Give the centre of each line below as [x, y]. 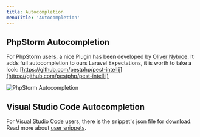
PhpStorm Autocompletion [58, 42]
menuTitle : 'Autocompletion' [43, 18]
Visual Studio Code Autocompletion [75, 107]
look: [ [14, 70]
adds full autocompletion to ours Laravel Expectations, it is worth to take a [99, 63]
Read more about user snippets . [47, 128]
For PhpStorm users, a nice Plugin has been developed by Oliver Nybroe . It [100, 57]
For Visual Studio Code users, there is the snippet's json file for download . [99, 121]
